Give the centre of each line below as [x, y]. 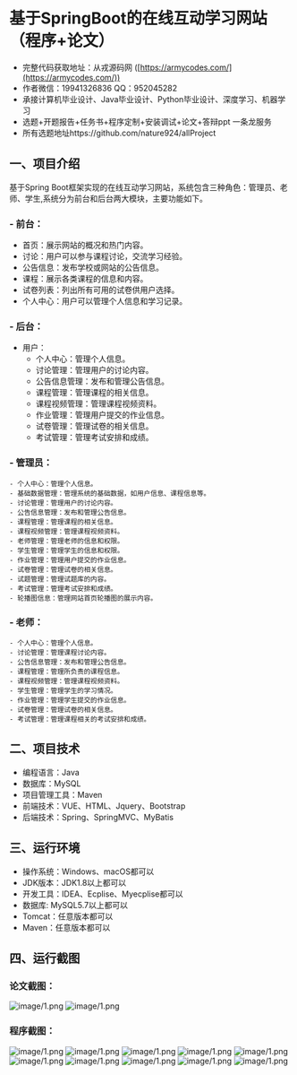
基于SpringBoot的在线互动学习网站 [139, 18]
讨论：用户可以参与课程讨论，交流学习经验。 [105, 256]
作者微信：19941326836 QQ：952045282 [99, 88]
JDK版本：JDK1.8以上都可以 [74, 882]
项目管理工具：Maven [62, 794]
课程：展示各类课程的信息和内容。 [85, 279]
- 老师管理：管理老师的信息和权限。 [67, 541]
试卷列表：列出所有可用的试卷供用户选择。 [101, 290]
